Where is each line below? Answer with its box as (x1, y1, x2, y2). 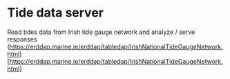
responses (7, 35, 37, 43)
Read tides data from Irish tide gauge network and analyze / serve (7, 28, 195, 36)
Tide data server (7, 5, 104, 21)
